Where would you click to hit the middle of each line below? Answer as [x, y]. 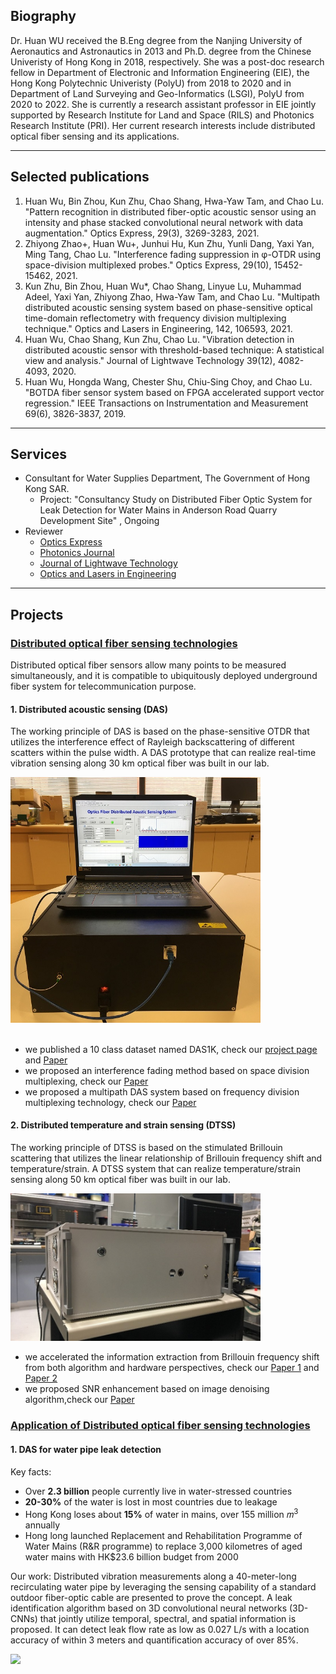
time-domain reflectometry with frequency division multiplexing [155, 318]
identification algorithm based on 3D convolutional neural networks [149, 1608]
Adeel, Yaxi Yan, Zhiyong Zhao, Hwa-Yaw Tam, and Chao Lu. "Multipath [172, 296]
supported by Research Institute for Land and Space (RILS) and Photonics [162, 115]
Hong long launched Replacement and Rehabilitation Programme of [163, 1536]
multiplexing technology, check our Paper [110, 1102]
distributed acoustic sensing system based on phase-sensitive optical [168, 307]
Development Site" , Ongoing [99, 521]
